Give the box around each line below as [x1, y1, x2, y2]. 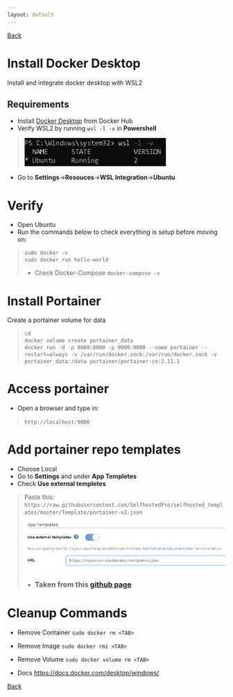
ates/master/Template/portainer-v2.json [24, 509, 143, 517]
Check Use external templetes [17, 480, 106, 488]
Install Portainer [7, 293, 102, 309]
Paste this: [24, 493, 55, 501]
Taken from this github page [34, 580, 132, 589]
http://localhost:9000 [24, 419, 90, 426]
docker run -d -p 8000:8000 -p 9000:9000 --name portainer [24, 344, 199, 351]
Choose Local [17, 465, 58, 473]
